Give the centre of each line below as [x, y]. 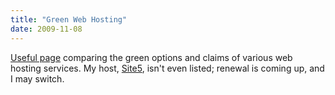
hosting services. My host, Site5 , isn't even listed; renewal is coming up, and [167, 68]
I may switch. [37, 78]
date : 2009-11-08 [46, 29]
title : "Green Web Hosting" [69, 19]
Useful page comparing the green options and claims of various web [151, 57]
